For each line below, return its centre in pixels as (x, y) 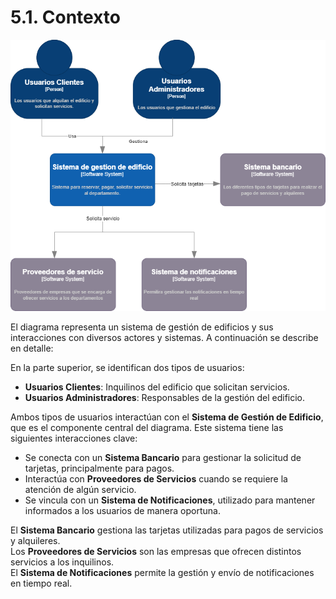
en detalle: (32, 348)
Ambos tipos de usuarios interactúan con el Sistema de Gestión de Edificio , (167, 417)
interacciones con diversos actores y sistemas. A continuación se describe (164, 338)
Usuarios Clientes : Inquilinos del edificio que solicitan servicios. (157, 387)
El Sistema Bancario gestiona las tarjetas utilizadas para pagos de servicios (167, 530)
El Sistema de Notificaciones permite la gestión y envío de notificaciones (162, 573)
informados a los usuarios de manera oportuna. (122, 511)
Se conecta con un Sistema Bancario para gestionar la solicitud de (163, 458)
